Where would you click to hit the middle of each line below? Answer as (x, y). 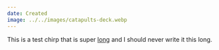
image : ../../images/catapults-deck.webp (67, 20)
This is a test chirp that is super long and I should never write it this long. (110, 39)
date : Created (27, 13)
